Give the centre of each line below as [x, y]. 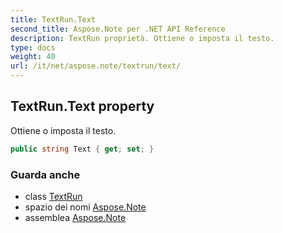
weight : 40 [33, 57]
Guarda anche [45, 174]
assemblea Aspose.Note [75, 217]
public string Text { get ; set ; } [82, 149]
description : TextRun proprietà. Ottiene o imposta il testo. [142, 38]
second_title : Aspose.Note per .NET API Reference [118, 29]
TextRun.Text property [82, 106]
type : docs [33, 47]
